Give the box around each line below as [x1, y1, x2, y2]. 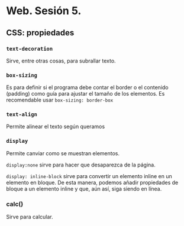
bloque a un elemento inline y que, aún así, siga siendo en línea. [6, 185, 162, 192]
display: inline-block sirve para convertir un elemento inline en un [6, 172, 173, 179]
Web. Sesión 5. [6, 4, 82, 18]
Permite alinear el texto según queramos [6, 123, 105, 130]
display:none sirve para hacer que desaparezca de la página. [6, 161, 156, 168]
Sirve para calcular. [6, 214, 53, 221]
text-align [6, 111, 37, 118]
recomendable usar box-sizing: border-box [6, 96, 114, 104]
